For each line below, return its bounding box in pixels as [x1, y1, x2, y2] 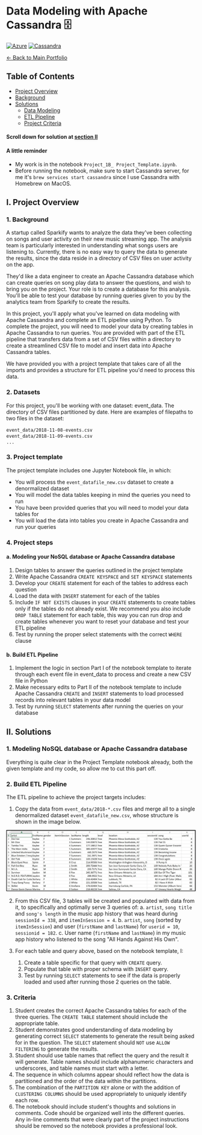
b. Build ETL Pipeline [6, 651, 58, 658]
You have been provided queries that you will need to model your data [14, 504, 189, 511]
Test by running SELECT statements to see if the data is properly [23, 972, 180, 979]
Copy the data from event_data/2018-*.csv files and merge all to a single [14, 805, 195, 812]
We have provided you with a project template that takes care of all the [6, 360, 182, 367]
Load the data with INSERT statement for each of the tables [14, 592, 160, 599]
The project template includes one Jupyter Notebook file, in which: [6, 466, 171, 474]
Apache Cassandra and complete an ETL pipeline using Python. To [6, 317, 172, 324]
